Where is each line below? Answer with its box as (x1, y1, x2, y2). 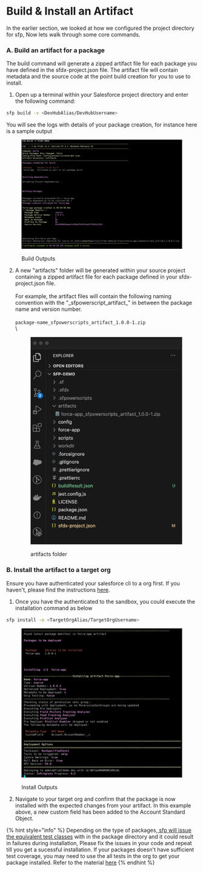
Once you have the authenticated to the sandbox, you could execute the (15, 598, 196, 605)
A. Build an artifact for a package (6, 46, 105, 54)
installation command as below (15, 604, 93, 612)
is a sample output (6, 128, 53, 135)
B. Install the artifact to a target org (6, 566, 111, 574)
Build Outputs (21, 255, 56, 262)
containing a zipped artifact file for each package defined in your (15, 273, 178, 281)
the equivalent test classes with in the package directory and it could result (6, 833, 194, 840)
